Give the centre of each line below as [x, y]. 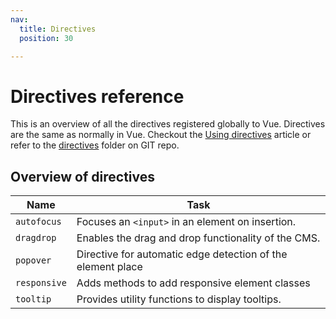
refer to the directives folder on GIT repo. [95, 145]
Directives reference [97, 96]
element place [109, 267]
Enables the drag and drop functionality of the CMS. [198, 238]
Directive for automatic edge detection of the [182, 254]
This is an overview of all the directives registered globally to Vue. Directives [168, 124]
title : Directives [58, 29]
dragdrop [36, 238]
